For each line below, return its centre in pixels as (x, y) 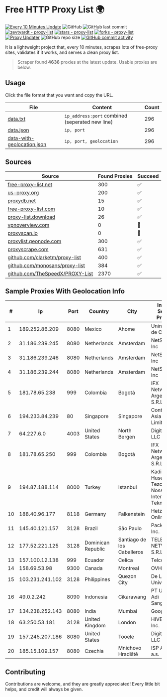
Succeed (148, 176)
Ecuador (94, 560)
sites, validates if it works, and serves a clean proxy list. (62, 52)
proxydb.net (22, 201)
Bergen (127, 437)
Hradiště (128, 654)
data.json (18, 130)
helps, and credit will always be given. (44, 689)
